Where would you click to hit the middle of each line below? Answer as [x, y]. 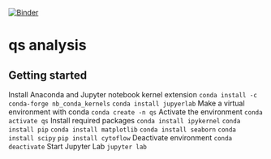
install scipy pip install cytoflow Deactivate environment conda [120, 138]
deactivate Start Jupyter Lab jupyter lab [78, 146]
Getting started [48, 75]
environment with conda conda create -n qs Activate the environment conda [135, 112]
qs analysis [47, 45]
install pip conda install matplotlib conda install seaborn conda [123, 130]
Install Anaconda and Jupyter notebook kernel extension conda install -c [133, 95]
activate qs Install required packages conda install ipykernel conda [125, 120]
